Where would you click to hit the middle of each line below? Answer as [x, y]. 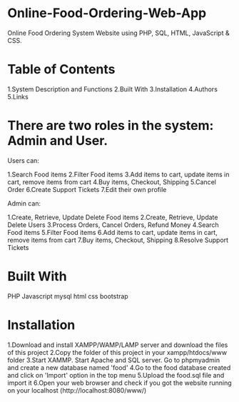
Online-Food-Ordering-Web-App [107, 13]
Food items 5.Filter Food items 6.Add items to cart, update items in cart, [112, 232]
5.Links [18, 96]
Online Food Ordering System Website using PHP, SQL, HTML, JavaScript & [118, 33]
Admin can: [24, 203]
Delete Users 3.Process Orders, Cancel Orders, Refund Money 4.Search [113, 225]
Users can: [23, 160]
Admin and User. [58, 141]
